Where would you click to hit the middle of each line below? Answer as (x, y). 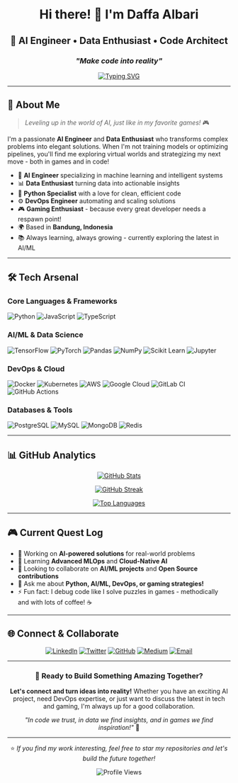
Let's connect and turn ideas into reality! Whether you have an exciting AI (119, 691)
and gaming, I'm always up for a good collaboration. (119, 706)
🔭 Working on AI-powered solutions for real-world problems (106, 553)
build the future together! (119, 758)
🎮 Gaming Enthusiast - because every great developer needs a (112, 209)
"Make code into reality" (119, 61)
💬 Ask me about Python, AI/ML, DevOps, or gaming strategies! (110, 583)
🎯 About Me (34, 105)
